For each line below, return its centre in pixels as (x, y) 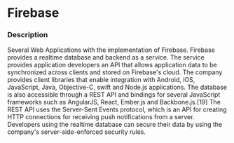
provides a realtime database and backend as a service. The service (106, 57)
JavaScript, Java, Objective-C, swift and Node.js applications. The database (117, 87)
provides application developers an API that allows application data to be (112, 65)
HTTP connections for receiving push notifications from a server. (101, 117)
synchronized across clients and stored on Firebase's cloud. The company (115, 72)
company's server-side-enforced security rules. (76, 132)
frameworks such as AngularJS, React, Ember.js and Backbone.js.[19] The (114, 102)
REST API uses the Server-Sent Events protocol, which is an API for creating (117, 109)
